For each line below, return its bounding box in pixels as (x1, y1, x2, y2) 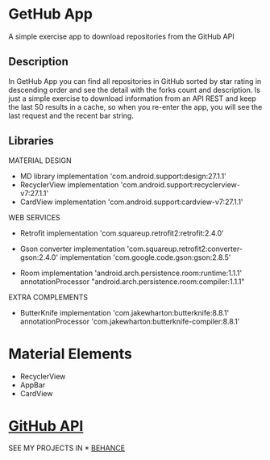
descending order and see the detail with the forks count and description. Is (8, 85, 260, 94)
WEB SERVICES (8, 212, 60, 222)
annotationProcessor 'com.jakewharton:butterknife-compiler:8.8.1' (19, 316, 240, 326)
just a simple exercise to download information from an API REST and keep (8, 94, 256, 103)
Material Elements (8, 345, 133, 363)
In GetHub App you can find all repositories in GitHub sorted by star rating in (8, 76, 262, 86)
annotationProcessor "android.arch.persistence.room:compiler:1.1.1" (19, 276, 245, 286)
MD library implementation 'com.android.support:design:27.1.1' (19, 171, 227, 181)
